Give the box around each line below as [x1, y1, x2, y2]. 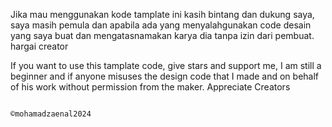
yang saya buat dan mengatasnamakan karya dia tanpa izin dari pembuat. [10, 30, 315, 41]
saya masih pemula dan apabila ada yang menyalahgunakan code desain [10, 19, 312, 31]
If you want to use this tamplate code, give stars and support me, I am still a [10, 60, 322, 71]
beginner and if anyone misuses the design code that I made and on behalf [10, 70, 320, 82]
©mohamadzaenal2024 [10, 109, 92, 119]
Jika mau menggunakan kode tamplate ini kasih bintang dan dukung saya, [10, 9, 315, 20]
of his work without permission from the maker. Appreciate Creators [10, 81, 291, 93]
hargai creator [10, 40, 69, 52]
